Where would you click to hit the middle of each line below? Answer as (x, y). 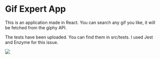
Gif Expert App (35, 9)
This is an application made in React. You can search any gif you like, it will (80, 22)
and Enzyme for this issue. (32, 42)
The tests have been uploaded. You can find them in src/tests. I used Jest (79, 37)
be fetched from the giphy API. (36, 27)
